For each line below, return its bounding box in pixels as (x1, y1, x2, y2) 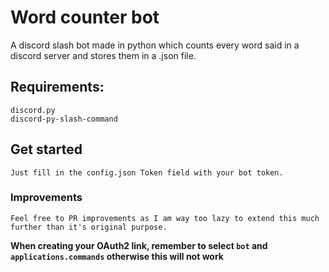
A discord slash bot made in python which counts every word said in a (10, 39, 300, 51)
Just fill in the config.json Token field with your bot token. (10, 167, 284, 178)
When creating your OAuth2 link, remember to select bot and (10, 239, 268, 251)
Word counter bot (10, 6, 160, 29)
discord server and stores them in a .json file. (10, 49, 197, 61)
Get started (10, 141, 83, 158)
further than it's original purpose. (10, 222, 168, 232)
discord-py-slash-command (10, 114, 118, 124)
